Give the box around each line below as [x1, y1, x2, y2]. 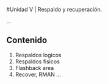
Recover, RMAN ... [15, 71, 61, 78]
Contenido [6, 35, 48, 46]
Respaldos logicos [15, 51, 62, 58]
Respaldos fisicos [15, 58, 60, 65]
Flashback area [15, 64, 54, 71]
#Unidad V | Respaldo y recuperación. [6, 6, 103, 13]
